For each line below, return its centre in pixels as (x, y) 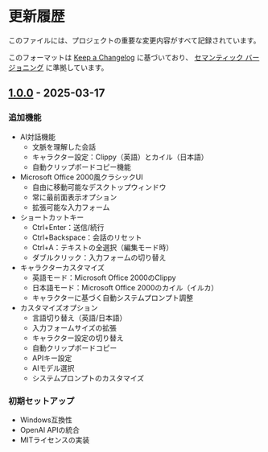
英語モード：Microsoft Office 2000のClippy (104, 277)
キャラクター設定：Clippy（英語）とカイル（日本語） (120, 157)
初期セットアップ (41, 401)
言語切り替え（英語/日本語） (79, 318)
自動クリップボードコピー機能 (81, 166)
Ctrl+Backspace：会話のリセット (87, 237)
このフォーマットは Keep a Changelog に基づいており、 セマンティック (126, 57)
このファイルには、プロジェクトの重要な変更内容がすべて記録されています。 (134, 40)
